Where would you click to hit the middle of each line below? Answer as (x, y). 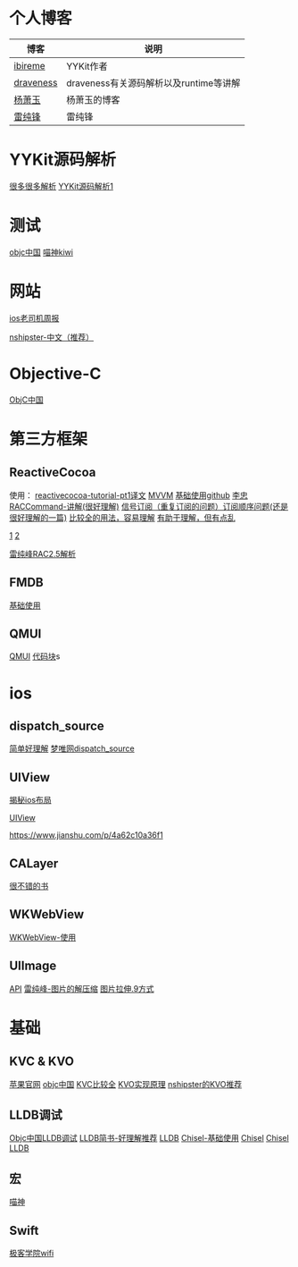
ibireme (29, 65)
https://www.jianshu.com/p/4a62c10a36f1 (86, 835)
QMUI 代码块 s (35, 656)
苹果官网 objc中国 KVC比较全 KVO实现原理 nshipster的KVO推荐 (126, 1084)
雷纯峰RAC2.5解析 (43, 553)
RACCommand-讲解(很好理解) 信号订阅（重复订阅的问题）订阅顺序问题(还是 (149, 506)
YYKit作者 (87, 66)
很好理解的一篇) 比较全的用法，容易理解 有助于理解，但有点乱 (122, 517)
